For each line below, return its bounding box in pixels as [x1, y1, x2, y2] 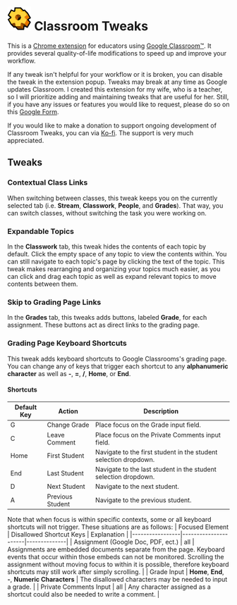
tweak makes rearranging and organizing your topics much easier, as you [7, 264, 221, 273]
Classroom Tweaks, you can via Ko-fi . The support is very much [7, 128, 194, 137]
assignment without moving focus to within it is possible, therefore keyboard [7, 560, 229, 569]
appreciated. [7, 136, 44, 144]
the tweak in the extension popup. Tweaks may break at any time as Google [7, 77, 228, 86]
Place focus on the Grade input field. [95, 420, 201, 429]
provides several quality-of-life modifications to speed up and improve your [7, 49, 227, 57]
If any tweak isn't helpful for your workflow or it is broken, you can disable [7, 70, 223, 78]
